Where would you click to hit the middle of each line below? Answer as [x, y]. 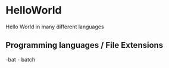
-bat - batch [21, 59]
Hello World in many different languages [55, 27]
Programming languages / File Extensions [84, 45]
